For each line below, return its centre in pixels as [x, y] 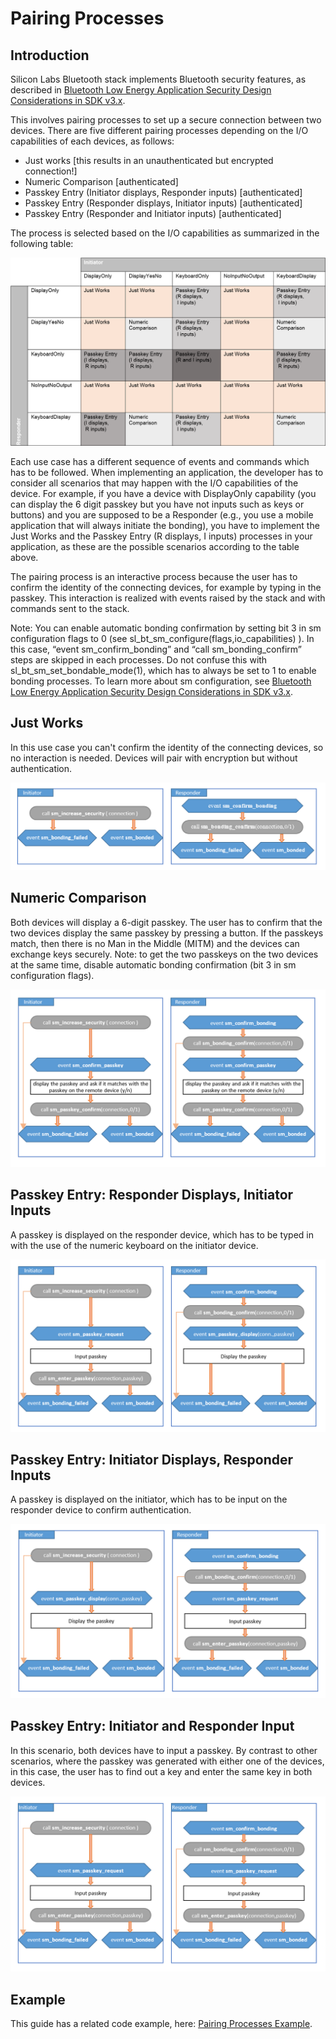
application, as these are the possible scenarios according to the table [155, 546]
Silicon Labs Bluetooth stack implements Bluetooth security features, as [158, 79]
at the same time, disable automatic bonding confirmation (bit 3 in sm [153, 964]
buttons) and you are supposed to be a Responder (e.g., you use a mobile [162, 514]
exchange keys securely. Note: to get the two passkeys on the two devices [164, 954]
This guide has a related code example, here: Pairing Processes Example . [161, 2024]
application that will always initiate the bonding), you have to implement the [165, 525]
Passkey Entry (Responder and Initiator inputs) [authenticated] [153, 213]
